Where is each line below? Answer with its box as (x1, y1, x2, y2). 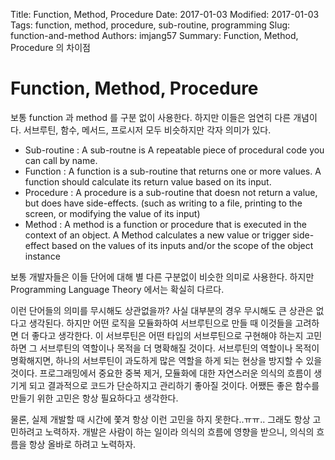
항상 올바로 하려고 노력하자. (28, 438, 137, 450)
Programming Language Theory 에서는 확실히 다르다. (10, 283, 225, 295)
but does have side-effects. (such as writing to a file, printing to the (24, 197, 303, 209)
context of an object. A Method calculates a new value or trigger (24, 229, 291, 241)
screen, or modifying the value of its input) (24, 207, 201, 219)
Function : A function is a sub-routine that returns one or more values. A (24, 165, 322, 177)
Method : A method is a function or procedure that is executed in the (24, 218, 308, 230)
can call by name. (24, 154, 98, 166)
